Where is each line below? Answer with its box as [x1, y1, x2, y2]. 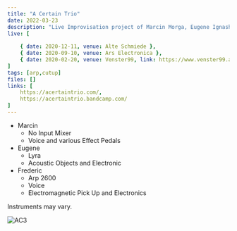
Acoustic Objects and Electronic [28, 158, 122, 167]
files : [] [7, 75, 37, 83]
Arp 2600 [28, 173, 56, 182]
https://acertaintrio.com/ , [20, 89, 102, 96]
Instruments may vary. [7, 202, 73, 211]
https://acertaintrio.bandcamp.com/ [20, 96, 128, 103]
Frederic [17, 166, 42, 175]
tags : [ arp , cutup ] [7, 69, 61, 76]
